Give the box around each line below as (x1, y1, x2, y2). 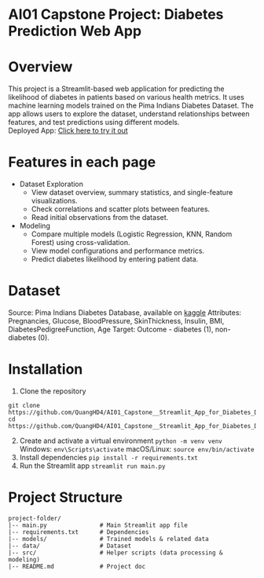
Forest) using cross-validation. (31, 238, 130, 247)
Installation (8, 360, 83, 379)
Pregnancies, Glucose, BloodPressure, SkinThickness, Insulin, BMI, (8, 316, 225, 325)
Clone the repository (19, 386, 86, 396)
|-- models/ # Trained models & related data (8, 535, 210, 543)
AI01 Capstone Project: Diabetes (8, 5, 224, 24)
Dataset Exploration (19, 179, 84, 189)
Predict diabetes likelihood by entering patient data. (31, 254, 199, 264)
